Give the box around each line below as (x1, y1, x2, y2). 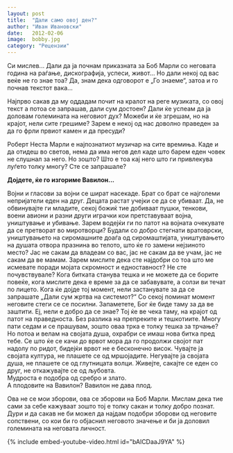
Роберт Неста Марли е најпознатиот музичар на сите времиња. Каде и (7, 140, 218, 148)
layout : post (7, 10, 45, 17)
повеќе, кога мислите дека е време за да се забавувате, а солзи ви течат (7, 278, 226, 286)
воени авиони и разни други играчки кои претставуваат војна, (7, 211, 193, 220)
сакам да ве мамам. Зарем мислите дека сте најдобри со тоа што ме (7, 256, 214, 264)
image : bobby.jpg (7, 36, 60, 43)
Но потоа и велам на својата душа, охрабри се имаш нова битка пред (7, 329, 215, 338)
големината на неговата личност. (7, 425, 106, 432)
